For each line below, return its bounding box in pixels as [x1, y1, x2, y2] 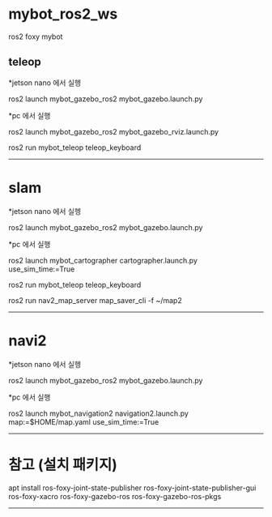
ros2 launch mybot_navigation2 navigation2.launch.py [8, 408, 189, 418]
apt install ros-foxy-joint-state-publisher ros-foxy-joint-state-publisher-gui [8, 483, 257, 493]
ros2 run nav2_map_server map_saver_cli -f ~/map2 [8, 295, 182, 305]
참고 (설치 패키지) [8, 455, 117, 474]
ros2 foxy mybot [8, 32, 63, 41]
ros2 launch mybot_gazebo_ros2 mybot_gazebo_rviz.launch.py [8, 126, 219, 136]
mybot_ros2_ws [8, 5, 118, 23]
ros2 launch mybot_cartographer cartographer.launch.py [8, 255, 198, 265]
